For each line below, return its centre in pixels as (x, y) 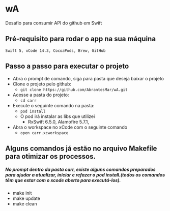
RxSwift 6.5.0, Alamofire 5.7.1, (58, 122)
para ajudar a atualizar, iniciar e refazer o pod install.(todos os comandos (85, 175)
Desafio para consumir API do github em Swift (54, 23)
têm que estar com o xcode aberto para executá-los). (63, 180)
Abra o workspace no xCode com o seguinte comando (70, 127)
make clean (25, 203)
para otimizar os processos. (50, 156)
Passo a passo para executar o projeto (67, 66)
